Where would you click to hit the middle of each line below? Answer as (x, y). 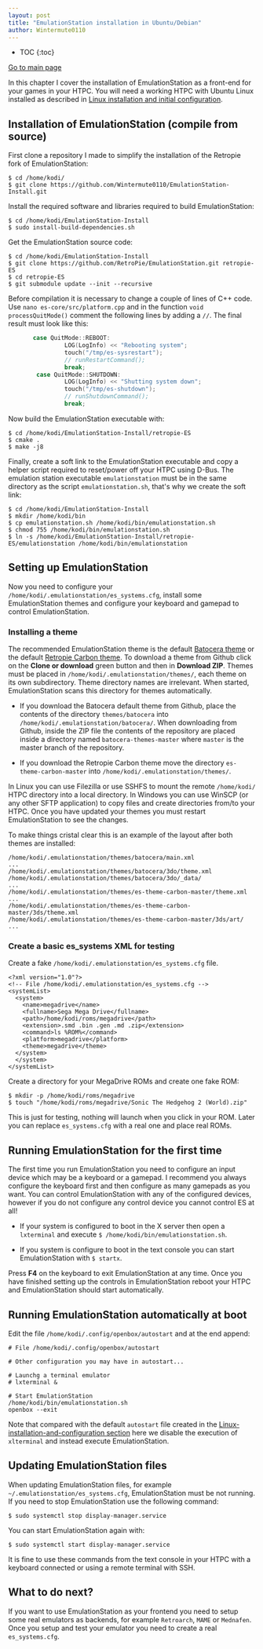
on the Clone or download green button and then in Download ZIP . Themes (131, 666)
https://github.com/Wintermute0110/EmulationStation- (140, 185)
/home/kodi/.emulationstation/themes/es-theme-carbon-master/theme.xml (128, 892)
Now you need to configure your (60, 587)
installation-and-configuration (57, 1432)
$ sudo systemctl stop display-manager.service (88, 1516)
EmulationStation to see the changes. (68, 820)
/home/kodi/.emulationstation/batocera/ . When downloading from (128, 722)
